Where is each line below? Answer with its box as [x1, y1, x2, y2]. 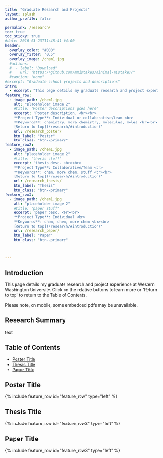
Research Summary [5, 317, 66, 325]
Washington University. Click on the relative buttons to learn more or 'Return [5, 286, 158, 292]
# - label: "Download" [9, 66, 57, 70]
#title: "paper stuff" [14, 206, 60, 211]
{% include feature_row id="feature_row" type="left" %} [5, 393, 118, 399]
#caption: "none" [9, 75, 45, 80]
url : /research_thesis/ [14, 178, 62, 184]
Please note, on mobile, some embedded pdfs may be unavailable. [5, 302, 138, 308]
